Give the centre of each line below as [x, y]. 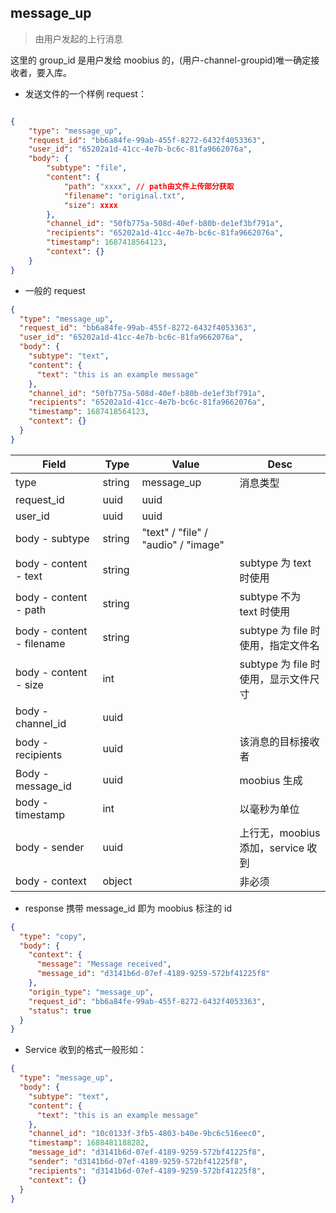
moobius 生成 [271, 780]
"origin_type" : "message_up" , [91, 992]
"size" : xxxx [90, 205]
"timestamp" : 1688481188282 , [89, 1143]
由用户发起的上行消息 [78, 38]
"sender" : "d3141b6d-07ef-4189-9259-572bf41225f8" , [138, 1162]
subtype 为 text [275, 563]
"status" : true [60, 1011]
